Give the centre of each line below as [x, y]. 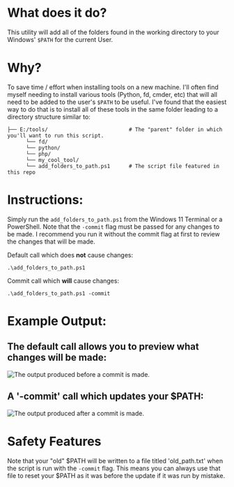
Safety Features [54, 441]
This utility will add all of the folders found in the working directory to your [113, 32]
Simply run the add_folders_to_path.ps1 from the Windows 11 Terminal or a [115, 219]
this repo [22, 172]
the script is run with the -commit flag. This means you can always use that [114, 468]
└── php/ [38, 154]
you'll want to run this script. [56, 135]
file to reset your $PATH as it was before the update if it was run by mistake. [116, 475]
